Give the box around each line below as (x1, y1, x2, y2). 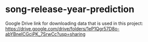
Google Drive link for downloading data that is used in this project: (5, 20, 143, 26)
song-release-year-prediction (5, 4, 134, 15)
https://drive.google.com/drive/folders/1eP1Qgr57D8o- (5, 25, 120, 31)
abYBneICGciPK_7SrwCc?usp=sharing (5, 31, 86, 37)
